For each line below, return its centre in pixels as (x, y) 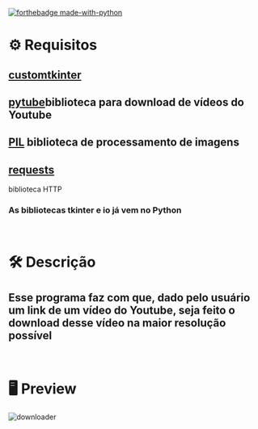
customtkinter (45, 75)
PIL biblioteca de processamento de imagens (124, 143)
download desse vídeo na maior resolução (117, 323)
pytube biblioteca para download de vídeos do (127, 102)
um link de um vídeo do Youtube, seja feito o (122, 310)
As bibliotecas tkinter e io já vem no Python (95, 210)
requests (32, 170)
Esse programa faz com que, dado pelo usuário (129, 298)
